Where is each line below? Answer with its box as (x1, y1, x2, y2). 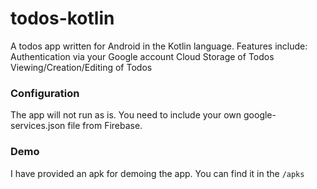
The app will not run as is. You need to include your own (10, 109, 242, 121)
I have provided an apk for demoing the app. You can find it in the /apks (10, 167, 305, 179)
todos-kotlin (10, 7, 115, 30)
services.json (10, 120, 66, 132)
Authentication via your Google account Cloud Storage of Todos (10, 50, 275, 62)
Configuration (10, 86, 80, 100)
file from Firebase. (67, 120, 143, 132)
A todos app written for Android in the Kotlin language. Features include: (10, 40, 308, 52)
